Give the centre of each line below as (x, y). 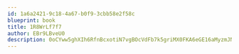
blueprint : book (31, 20)
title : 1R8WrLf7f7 (34, 27)
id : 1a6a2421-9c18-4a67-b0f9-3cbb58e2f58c (71, 14)
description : (27, 40)
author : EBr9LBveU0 (36, 33)
